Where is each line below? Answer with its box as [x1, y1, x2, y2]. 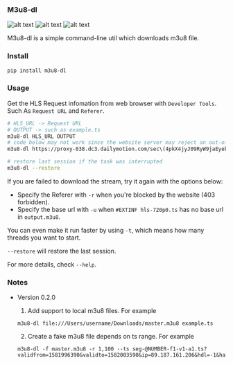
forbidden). [17, 197, 50, 206]
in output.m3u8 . [17, 213, 61, 221]
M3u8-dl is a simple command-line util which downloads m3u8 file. [7, 34, 200, 42]
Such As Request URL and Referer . [7, 106, 105, 115]
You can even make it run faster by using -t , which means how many [7, 226, 205, 234]
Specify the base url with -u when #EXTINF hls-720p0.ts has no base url [17, 205, 224, 213]
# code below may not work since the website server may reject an [7, 139, 207, 146]
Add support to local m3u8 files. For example [27, 307, 157, 315]
